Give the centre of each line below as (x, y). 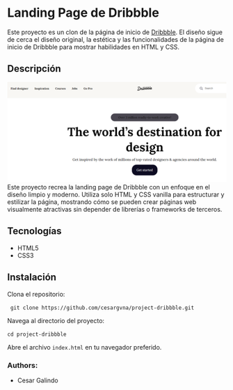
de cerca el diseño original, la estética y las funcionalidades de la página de (115, 39)
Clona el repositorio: (36, 294)
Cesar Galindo (38, 380)
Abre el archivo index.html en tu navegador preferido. (85, 347)
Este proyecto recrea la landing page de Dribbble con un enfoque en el (109, 187)
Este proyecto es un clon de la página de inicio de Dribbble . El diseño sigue (115, 32)
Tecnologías (34, 231)
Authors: (23, 365)
